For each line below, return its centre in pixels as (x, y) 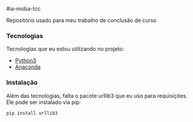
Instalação (22, 82)
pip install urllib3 (32, 113)
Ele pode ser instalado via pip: (44, 102)
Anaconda (28, 67)
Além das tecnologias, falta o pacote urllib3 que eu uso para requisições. (97, 96)
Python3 (25, 61)
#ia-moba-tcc (24, 9)
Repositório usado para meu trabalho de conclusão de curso (81, 20)
